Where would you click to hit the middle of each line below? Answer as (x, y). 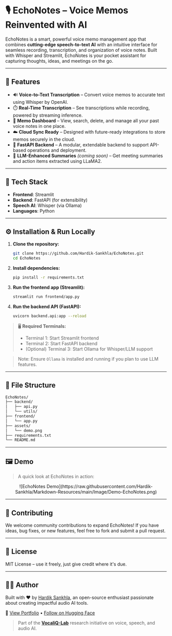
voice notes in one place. (39, 126)
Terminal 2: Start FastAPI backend (61, 343)
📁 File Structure (30, 386)
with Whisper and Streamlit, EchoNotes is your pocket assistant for (76, 55)
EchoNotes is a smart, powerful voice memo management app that (76, 39)
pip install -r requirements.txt (48, 278)
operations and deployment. (57, 150)
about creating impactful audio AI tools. (47, 603)
